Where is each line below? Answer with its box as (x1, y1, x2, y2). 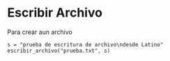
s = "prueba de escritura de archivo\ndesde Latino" (7, 41, 164, 48)
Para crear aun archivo (7, 28, 73, 36)
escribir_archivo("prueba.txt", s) (7, 47, 111, 54)
